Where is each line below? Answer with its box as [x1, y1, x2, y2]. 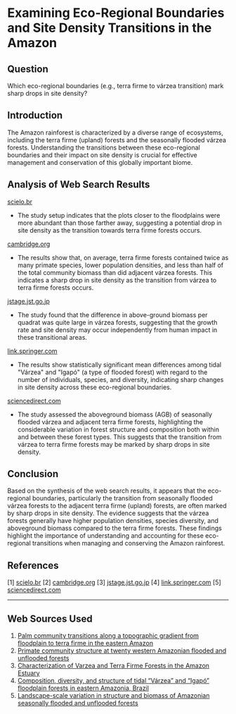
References [7, 559, 59, 572]
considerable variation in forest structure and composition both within [17, 425, 220, 433]
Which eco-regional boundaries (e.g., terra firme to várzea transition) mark [7, 82, 224, 90]
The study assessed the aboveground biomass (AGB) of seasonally [17, 410, 213, 419]
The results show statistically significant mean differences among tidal [17, 360, 222, 369]
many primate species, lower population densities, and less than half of [17, 261, 223, 269]
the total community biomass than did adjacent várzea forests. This [17, 268, 213, 276]
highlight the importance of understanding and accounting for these [7, 531, 204, 540]
